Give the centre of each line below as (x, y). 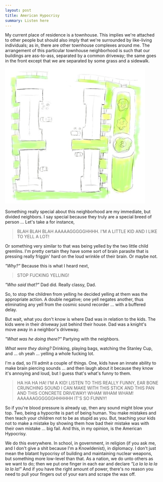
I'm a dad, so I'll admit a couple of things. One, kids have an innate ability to (81, 363)
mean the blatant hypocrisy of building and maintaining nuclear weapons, (79, 454)
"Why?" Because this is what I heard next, (47, 266)
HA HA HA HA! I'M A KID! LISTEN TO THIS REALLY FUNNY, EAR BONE (88, 383)
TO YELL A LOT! (33, 237)
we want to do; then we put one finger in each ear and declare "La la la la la (81, 464)
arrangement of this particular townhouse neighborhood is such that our (77, 51)
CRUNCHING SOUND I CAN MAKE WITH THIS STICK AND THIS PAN (86, 388)
